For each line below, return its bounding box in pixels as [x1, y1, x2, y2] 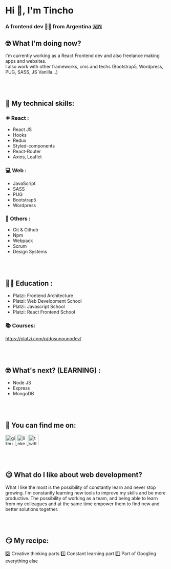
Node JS [12, 380, 32, 386]
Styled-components [12, 142, 55, 149]
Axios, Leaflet [12, 154, 42, 160]
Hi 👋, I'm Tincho [5, 5, 74, 16]
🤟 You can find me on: [5, 421, 76, 430]
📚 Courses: [5, 322, 36, 329]
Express [12, 385, 30, 391]
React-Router [12, 148, 41, 154]
